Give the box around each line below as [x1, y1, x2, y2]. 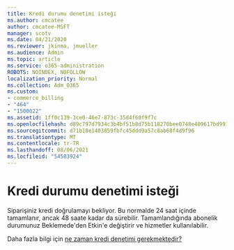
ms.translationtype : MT [7, 133, 77, 140]
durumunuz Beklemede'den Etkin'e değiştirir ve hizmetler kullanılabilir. [7, 221, 209, 229]
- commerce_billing [7, 95, 64, 102]
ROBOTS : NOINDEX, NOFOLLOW [7, 68, 86, 75]
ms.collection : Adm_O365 [7, 82, 79, 89]
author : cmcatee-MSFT [7, 23, 70, 30]
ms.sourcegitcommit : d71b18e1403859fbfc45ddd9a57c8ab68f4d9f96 [7, 127, 195, 134]
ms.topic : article [7, 56, 61, 63]
